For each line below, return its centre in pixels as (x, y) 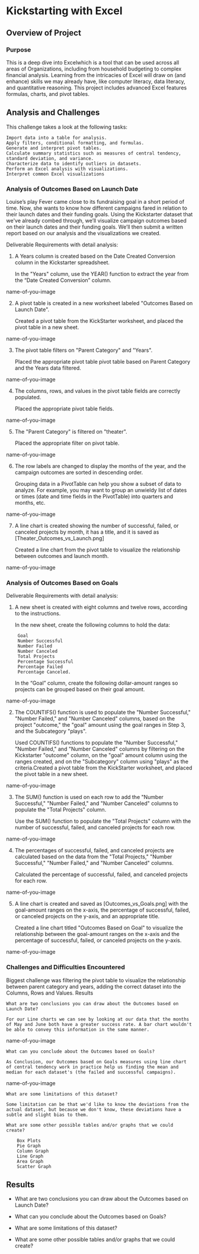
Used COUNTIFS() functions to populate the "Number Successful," (96, 743)
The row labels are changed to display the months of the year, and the (100, 466)
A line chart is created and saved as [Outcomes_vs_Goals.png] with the (101, 904)
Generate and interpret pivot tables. (54, 148)
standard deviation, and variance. (50, 158)
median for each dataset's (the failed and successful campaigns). (91, 1072)
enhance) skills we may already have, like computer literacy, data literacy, (96, 81)
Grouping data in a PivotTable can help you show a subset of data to (98, 483)
